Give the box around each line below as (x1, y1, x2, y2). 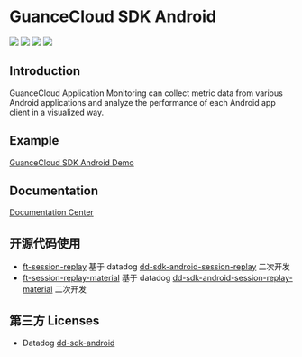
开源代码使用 (9, 235, 81, 250)
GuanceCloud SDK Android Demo (9, 156, 135, 168)
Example (9, 133, 59, 148)
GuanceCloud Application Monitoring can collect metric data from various (9, 88, 284, 99)
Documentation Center (9, 207, 95, 218)
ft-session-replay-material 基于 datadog (22, 273, 171, 284)
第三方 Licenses (9, 313, 100, 328)
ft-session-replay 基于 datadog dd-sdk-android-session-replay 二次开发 (22, 261, 291, 272)
